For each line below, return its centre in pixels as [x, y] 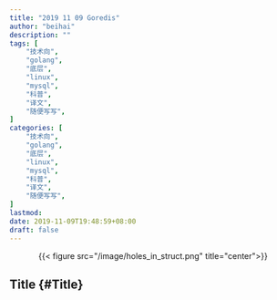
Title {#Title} [46, 284]
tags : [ [24, 43]
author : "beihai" [42, 26]
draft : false [34, 230]
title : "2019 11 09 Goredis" [65, 18]
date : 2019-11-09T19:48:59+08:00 [73, 221]
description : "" [40, 35]
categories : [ [36, 129]
